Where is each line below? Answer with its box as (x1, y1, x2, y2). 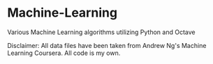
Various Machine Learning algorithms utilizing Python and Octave (7, 28, 196, 36)
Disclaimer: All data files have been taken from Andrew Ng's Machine (7, 41, 207, 49)
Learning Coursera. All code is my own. (7, 49, 121, 57)
